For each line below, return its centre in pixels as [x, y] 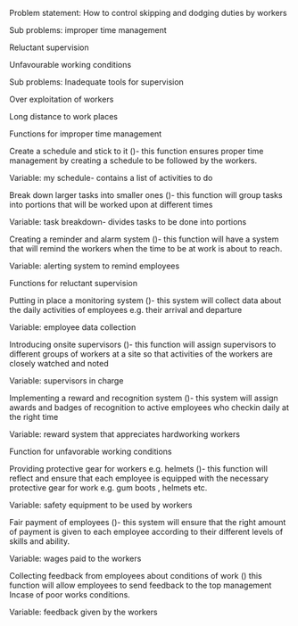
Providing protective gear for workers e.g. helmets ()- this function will [138, 469]
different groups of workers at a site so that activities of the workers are [141, 354]
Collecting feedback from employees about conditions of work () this [136, 576]
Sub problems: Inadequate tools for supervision [97, 82]
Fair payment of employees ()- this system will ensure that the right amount [148, 522]
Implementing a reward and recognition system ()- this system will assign [144, 398]
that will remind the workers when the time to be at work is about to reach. [146, 248]
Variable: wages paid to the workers [75, 558]
